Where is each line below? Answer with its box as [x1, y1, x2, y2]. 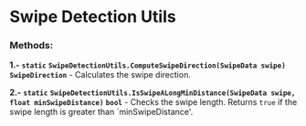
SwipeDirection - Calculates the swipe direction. [9, 69, 192, 80]
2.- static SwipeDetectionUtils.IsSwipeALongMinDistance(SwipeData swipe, [9, 87, 296, 98]
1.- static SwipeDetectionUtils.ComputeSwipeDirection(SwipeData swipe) [9, 59, 286, 70]
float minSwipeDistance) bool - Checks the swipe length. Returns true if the [9, 97, 298, 108]
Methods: [9, 39, 54, 52]
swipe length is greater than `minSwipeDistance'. [9, 107, 194, 118]
